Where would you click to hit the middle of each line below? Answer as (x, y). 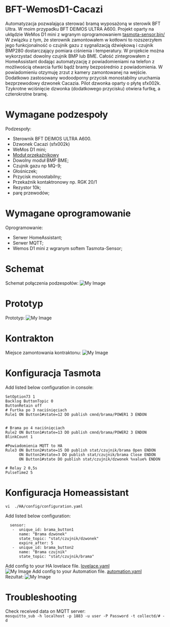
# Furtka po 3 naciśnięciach (36, 410)
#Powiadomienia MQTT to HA (34, 446)
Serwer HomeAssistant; (37, 237)
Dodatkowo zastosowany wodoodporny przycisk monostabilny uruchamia (83, 78)
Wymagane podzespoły (57, 115)
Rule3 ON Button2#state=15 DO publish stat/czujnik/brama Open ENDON (81, 450)
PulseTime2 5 (19, 472)
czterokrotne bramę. (27, 94)
